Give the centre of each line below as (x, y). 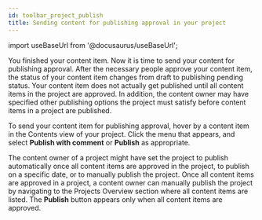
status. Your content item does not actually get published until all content (126, 85)
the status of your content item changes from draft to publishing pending (126, 77)
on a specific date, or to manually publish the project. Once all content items (131, 174)
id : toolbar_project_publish (56, 15)
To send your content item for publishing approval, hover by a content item (129, 126)
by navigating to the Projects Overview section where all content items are (128, 191)
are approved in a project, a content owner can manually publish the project (131, 182)
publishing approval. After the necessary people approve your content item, (130, 68)
